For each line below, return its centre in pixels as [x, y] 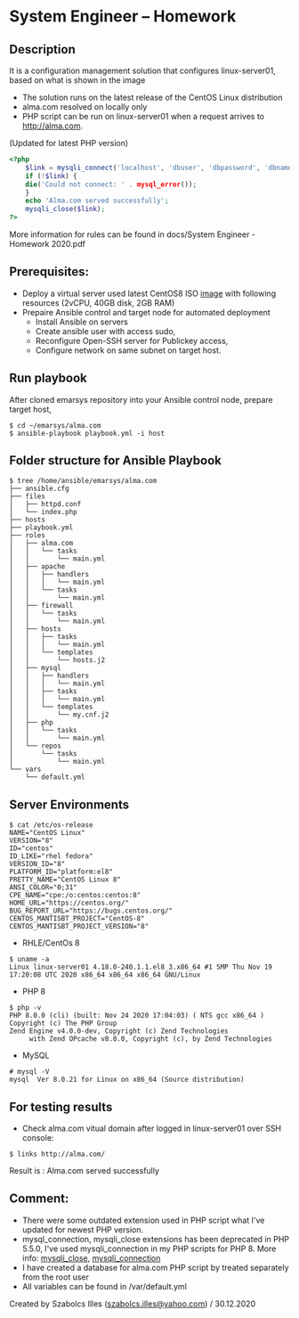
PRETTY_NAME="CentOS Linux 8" [65, 880]
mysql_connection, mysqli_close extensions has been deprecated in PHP [155, 1239]
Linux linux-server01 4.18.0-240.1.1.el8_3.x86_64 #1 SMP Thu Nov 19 [141, 967]
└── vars [25, 770]
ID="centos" [31, 848]
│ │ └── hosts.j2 [57, 660]
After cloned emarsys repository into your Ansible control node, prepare [141, 399]
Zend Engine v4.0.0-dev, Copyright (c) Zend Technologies [119, 1031]
